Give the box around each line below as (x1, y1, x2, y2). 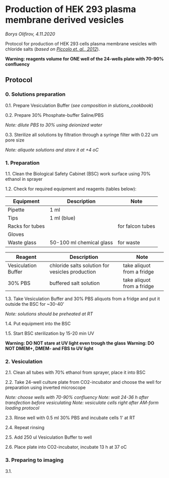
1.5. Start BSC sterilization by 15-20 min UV (5, 330, 95, 336)
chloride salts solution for (49, 262, 110, 269)
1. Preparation (5, 159, 40, 166)
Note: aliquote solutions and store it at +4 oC (5, 147, 99, 153)
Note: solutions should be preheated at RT (5, 311, 93, 317)
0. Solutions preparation (5, 91, 66, 98)
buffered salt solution (49, 280, 100, 287)
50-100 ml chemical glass (49, 239, 113, 246)
